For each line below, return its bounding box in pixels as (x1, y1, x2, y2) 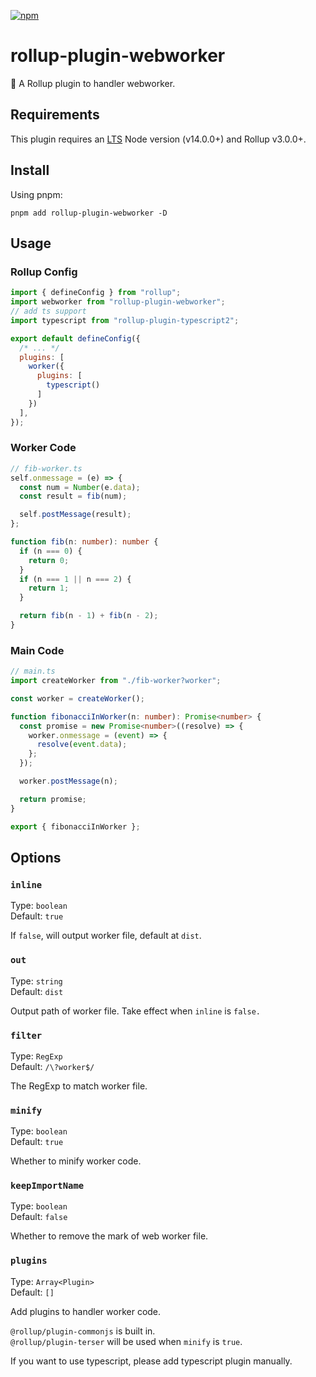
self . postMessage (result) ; (19, 510, 132, 520)
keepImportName (10, 1180, 85, 1192)
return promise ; (19, 794, 87, 804)
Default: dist (10, 985, 64, 997)
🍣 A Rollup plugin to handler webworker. (10, 77, 176, 89)
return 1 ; (28, 583, 70, 594)
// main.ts (10, 666, 56, 677)
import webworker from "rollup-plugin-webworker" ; (10, 297, 226, 307)
